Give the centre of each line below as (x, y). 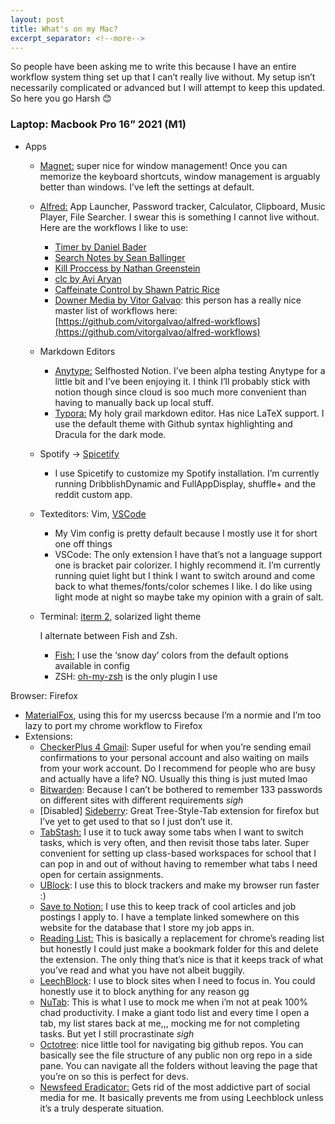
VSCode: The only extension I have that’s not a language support (188, 554)
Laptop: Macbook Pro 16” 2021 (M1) (98, 124)
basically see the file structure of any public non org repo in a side (176, 1055)
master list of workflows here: (116, 310)
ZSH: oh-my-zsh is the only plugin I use (136, 676)
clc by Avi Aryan (88, 278)
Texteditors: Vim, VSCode (93, 513)
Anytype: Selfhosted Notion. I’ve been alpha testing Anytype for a (190, 370)
